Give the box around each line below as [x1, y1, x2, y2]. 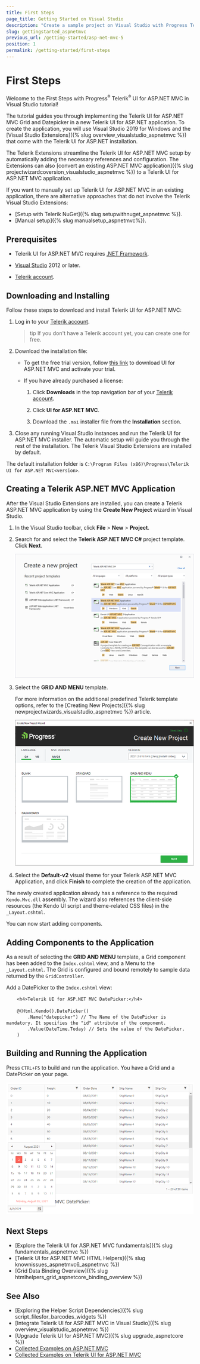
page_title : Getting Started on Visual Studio [6, 16, 124, 22]
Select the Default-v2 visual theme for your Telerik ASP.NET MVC [14, 872, 177, 879]
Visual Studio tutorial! [6, 101, 58, 108]
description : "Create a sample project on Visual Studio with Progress [6, 22, 187, 28]
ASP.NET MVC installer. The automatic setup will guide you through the [14, 436, 190, 443]
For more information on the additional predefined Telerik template [14, 695, 179, 702]
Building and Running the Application [6, 1048, 148, 1058]
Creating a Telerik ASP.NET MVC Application [6, 484, 176, 494]
